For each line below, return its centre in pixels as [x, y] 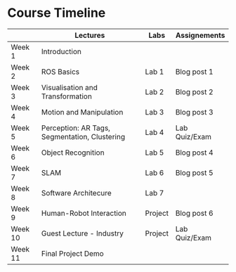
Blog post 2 [194, 91]
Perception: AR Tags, [76, 128]
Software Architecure [77, 193]
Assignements [200, 35]
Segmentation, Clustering [83, 136]
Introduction [61, 51]
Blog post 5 [194, 172]
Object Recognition [73, 153]
